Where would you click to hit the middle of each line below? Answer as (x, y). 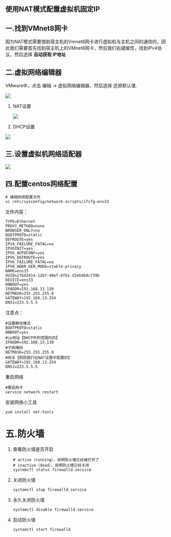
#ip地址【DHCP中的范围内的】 (33, 338)
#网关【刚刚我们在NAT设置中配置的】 (39, 358)
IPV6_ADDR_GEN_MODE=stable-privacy (43, 266)
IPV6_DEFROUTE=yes (25, 257)
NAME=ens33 (17, 271)
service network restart (32, 392)
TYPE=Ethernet (21, 221)
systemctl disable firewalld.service (53, 510)
